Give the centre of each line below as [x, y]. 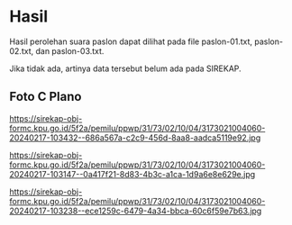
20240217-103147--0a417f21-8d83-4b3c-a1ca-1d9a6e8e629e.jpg [132, 174]
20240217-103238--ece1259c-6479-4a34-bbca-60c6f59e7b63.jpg [136, 211]
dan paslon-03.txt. [70, 50]
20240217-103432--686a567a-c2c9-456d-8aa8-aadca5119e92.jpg [135, 138]
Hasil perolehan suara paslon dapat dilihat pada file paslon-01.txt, [131, 41]
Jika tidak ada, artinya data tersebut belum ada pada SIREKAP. [125, 68]
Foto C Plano [46, 97]
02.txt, [22, 50]
